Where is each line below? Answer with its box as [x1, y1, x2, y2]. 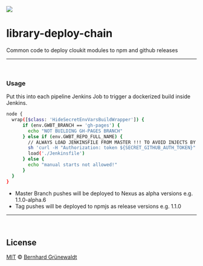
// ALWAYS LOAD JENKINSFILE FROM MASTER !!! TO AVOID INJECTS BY [28, 139, 196, 145]
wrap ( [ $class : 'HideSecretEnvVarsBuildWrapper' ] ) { [11, 117, 145, 123]
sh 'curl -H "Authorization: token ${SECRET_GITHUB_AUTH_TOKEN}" [28, 145, 196, 151]
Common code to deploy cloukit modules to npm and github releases [6, 46, 178, 54]
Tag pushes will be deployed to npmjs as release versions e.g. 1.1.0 [14, 202, 181, 210]
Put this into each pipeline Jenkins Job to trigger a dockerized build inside [6, 93, 191, 100]
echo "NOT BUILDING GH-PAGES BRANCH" [28, 128, 123, 134]
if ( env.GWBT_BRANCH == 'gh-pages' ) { [22, 122, 120, 128]
